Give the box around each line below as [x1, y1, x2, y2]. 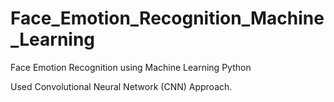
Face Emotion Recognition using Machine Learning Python [10, 61, 252, 73]
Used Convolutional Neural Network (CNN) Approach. [10, 80, 233, 92]
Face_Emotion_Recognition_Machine [10, 7, 325, 30]
